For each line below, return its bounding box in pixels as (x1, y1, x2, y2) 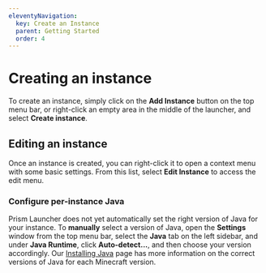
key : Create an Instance (15, 19, 100, 28)
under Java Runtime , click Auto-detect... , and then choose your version (8, 240, 251, 250)
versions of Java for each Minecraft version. (8, 257, 157, 267)
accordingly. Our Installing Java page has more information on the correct (8, 249, 255, 258)
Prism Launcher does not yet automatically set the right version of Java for (8, 214, 258, 224)
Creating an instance (8, 70, 152, 87)
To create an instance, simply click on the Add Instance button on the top (8, 96, 255, 106)
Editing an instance (8, 137, 108, 151)
